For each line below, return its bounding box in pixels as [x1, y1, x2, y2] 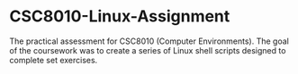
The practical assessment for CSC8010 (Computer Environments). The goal [9, 36, 290, 46]
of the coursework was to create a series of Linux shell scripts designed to [9, 45, 286, 55]
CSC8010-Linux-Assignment [9, 6, 230, 27]
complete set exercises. [9, 54, 98, 65]
